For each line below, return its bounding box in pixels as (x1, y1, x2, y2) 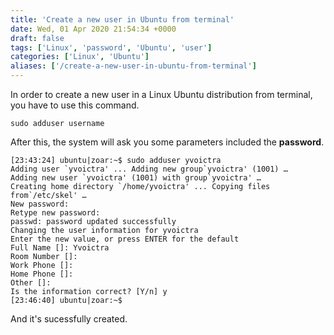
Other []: (10, 278, 52, 288)
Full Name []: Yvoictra (10, 243, 110, 253)
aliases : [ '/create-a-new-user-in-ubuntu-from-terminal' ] (10, 61, 257, 71)
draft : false (10, 33, 65, 43)
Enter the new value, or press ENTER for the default (10, 234, 240, 244)
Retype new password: (10, 208, 101, 218)
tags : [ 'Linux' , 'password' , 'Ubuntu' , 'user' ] (10, 42, 213, 53)
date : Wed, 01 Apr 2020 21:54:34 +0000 (10, 24, 177, 34)
